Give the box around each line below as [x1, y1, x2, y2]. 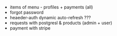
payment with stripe [9, 25, 51, 31]
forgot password [9, 9, 44, 15]
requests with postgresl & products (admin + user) [9, 20, 113, 26]
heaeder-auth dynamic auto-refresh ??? [9, 15, 91, 20]
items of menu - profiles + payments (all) [9, 4, 93, 10]
